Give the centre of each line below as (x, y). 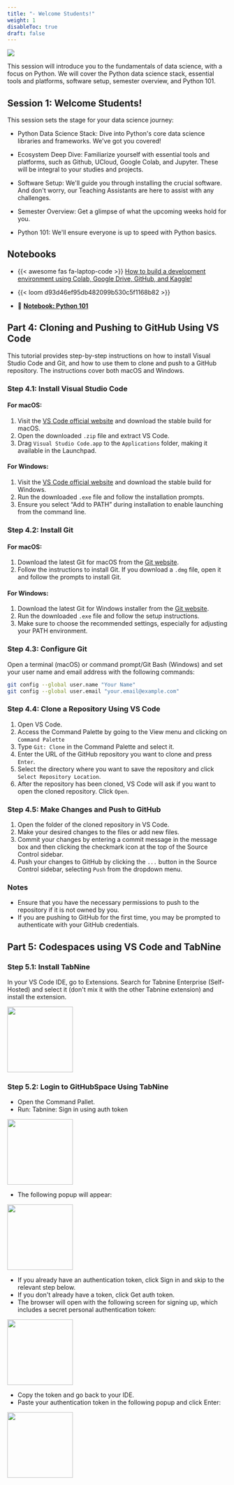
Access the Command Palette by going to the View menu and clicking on (122, 731)
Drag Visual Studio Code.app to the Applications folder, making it (112, 443)
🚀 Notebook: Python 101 (53, 306)
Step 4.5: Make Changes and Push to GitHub (84, 809)
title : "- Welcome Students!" (51, 14)
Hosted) (19, 989)
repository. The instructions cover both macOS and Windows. (96, 370)
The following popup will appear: (65, 1195)
